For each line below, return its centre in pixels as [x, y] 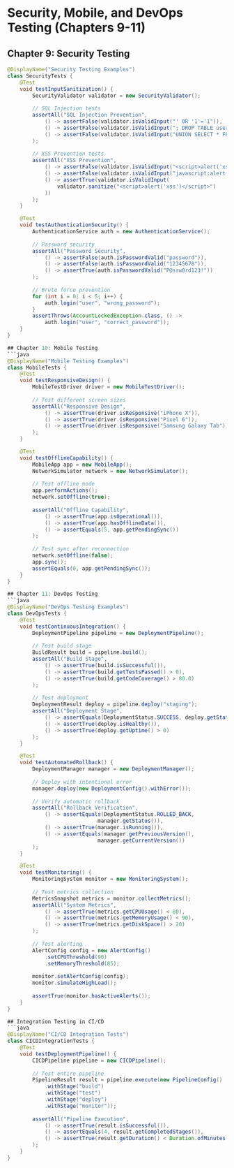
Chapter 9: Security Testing [69, 53]
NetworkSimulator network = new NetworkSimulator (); [110, 471]
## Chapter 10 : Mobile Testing [53, 348]
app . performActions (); [65, 490]
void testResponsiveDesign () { [65, 381]
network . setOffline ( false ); [73, 555]
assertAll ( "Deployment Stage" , [78, 711]
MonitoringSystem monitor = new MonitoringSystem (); [110, 879]
